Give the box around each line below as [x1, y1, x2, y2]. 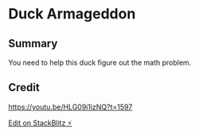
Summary [8, 37, 58, 50]
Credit [8, 81, 40, 94]
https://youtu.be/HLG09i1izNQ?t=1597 [8, 101, 133, 112]
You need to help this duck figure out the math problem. [8, 58, 192, 67]
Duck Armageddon [8, 5, 136, 23]
